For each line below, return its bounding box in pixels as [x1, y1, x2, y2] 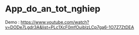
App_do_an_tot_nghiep [5, 3, 100, 14]
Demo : [5, 19, 20, 25]
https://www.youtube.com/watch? [20, 19, 90, 25]
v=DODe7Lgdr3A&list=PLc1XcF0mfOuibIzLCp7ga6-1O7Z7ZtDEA [5, 24, 135, 30]
